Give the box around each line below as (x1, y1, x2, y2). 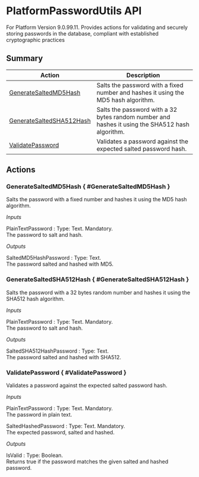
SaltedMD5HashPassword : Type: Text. (6, 254, 102, 262)
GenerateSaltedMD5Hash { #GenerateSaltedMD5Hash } (6, 182, 171, 191)
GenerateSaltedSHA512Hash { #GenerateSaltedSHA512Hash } (6, 275, 190, 283)
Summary (6, 53, 43, 63)
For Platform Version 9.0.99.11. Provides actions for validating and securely (6, 24, 188, 31)
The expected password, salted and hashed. (6, 429, 115, 436)
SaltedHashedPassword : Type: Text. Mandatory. (6, 423, 126, 430)
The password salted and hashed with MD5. (6, 260, 114, 267)
